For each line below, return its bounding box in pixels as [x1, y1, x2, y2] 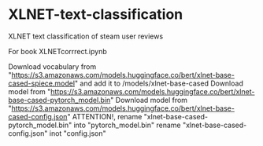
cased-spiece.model [8, 78, 76, 88]
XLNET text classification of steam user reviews [8, 31, 164, 41]
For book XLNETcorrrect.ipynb [8, 46, 108, 56]
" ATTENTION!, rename [66, 111, 143, 121]
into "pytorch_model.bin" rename [73, 120, 181, 130]
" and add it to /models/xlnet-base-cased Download [74, 78, 244, 88]
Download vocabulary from [8, 61, 97, 71]
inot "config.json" [49, 128, 106, 138]
